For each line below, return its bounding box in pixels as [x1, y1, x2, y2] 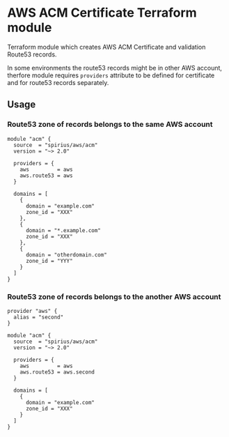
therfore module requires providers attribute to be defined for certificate [7, 71, 215, 79]
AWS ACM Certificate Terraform [7, 5, 197, 21]
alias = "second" [13, 314, 64, 321]
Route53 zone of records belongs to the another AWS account [7, 291, 221, 301]
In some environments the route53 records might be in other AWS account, [7, 63, 223, 72]
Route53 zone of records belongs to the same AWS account [7, 120, 214, 130]
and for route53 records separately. [7, 78, 109, 86]
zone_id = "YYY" [25, 257, 73, 264]
